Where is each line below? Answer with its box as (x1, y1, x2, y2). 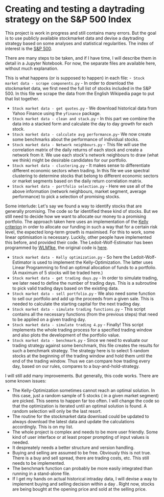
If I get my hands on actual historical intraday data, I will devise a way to (12, 475, 158, 481)
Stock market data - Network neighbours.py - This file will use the (12, 141, 147, 147)
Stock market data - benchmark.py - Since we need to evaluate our (12, 337, 148, 343)
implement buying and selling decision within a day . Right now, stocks (12, 481, 155, 487)
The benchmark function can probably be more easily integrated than (12, 465, 153, 471)
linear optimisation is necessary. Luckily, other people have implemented (5, 234, 152, 240)
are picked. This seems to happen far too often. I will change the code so (12, 398, 160, 404)
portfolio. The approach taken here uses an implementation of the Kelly (5, 219, 148, 225)
